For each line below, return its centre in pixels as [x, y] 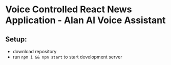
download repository [35, 51]
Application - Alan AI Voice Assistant [85, 20]
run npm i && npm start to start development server [67, 57]
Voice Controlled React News [69, 9]
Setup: [16, 39]
